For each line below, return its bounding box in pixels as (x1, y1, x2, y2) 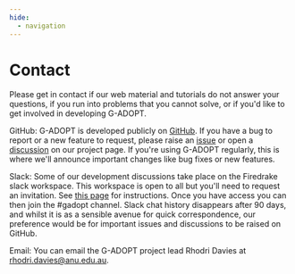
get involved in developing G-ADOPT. (9, 108, 147, 119)
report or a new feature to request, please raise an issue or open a (9, 135, 254, 145)
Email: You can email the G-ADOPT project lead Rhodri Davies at (9, 245, 247, 256)
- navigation (17, 21, 66, 30)
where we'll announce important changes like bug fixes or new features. (9, 154, 275, 165)
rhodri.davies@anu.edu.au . (9, 255, 109, 266)
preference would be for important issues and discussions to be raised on (9, 219, 282, 229)
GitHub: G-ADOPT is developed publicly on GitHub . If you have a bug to (9, 126, 273, 137)
